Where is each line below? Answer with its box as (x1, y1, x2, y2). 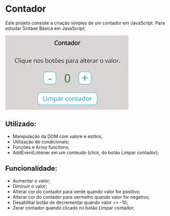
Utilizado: (5, 120, 37, 129)
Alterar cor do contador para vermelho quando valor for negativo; (12, 194, 150, 200)
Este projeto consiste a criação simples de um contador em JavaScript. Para (5, 20, 165, 26)
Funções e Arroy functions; (12, 144, 70, 150)
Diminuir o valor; (12, 183, 47, 189)
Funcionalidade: (5, 164, 57, 173)
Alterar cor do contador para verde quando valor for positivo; (12, 189, 141, 195)
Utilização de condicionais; (12, 138, 70, 145)
